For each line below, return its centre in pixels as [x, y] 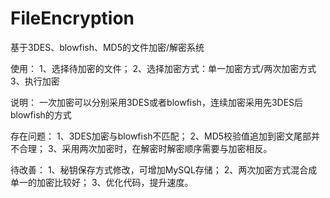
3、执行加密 [35, 81]
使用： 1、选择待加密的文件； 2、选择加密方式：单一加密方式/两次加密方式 [163, 68]
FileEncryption [72, 18]
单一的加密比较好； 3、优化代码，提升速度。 [102, 182]
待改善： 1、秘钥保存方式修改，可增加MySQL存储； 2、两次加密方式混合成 [164, 169]
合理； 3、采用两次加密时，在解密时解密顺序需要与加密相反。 [145, 148]
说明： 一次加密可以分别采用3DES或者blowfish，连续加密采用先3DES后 [157, 102]
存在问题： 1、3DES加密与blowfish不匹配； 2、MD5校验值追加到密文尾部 [161, 136]
